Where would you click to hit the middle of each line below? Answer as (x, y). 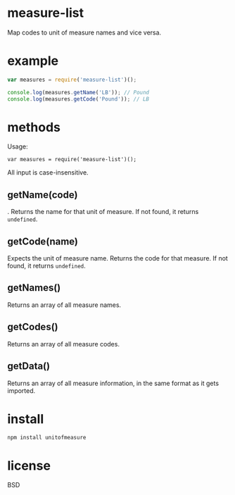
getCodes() (33, 327)
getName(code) (43, 195)
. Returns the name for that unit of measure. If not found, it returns (103, 212)
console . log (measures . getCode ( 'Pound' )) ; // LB (78, 99)
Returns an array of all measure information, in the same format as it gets (113, 383)
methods (34, 127)
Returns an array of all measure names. (64, 305)
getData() (29, 366)
